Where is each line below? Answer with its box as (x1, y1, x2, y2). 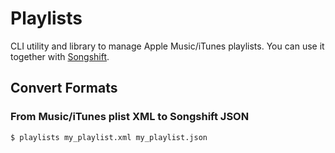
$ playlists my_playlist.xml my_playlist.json (10, 132, 208, 142)
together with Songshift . (10, 50, 110, 62)
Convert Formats (10, 80, 118, 97)
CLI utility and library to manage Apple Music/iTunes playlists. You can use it (10, 40, 325, 52)
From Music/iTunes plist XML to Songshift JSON (10, 110, 250, 124)
